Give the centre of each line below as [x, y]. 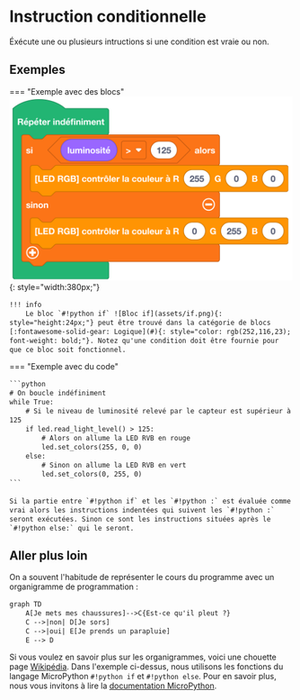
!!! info [26, 305]
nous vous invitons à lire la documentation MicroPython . [113, 686]
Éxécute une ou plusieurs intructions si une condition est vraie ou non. [139, 41]
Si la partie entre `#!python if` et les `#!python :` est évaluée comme [150, 501]
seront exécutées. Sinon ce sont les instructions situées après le [140, 519]
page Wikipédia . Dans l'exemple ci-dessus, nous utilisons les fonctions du [146, 667]
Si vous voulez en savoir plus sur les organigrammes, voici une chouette [143, 657]
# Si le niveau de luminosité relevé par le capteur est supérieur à [159, 411]
